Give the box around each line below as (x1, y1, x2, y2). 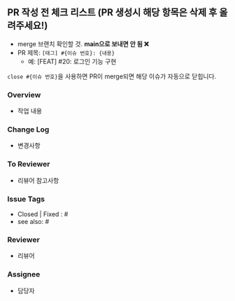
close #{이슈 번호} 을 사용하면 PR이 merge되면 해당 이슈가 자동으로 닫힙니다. (7, 72, 217, 80)
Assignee (7, 269, 41, 279)
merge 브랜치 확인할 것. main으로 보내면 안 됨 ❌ (17, 39, 149, 48)
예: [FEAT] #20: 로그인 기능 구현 (27, 57, 117, 65)
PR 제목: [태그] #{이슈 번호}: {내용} (17, 48, 115, 57)
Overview (7, 90, 41, 99)
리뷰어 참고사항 (17, 176, 59, 184)
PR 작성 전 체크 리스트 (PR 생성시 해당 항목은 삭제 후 (7, 6, 218, 19)
